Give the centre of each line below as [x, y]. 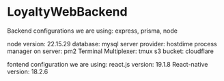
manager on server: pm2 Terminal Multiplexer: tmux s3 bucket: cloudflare [110, 51]
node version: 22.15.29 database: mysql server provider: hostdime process [112, 44]
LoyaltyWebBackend [67, 12]
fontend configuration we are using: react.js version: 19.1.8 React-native [108, 64]
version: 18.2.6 [28, 71]
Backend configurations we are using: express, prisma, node [92, 31]
